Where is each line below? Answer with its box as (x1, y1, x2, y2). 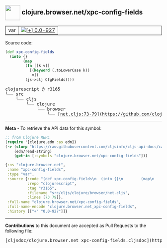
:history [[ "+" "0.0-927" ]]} (7, 209, 68, 214)
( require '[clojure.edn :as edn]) (5, 139, 77, 145)
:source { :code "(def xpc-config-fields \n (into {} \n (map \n (7, 176, 155, 181)
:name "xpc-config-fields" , (7, 167, 66, 172)
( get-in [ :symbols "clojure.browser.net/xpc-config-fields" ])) (14, 153, 148, 159)
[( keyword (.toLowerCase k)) (29, 68, 90, 73)
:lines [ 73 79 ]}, (27, 195, 64, 200)
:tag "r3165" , (27, 186, 57, 191)
